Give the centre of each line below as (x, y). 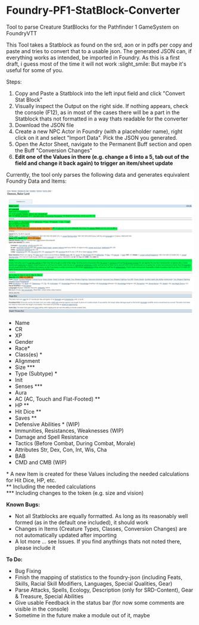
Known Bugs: (23, 504)
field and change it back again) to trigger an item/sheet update (94, 163)
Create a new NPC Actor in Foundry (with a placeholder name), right (99, 131)
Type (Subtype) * (36, 373)
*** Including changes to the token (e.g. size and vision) (75, 492)
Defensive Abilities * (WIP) (47, 424)
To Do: (14, 559)
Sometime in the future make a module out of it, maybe (82, 615)
